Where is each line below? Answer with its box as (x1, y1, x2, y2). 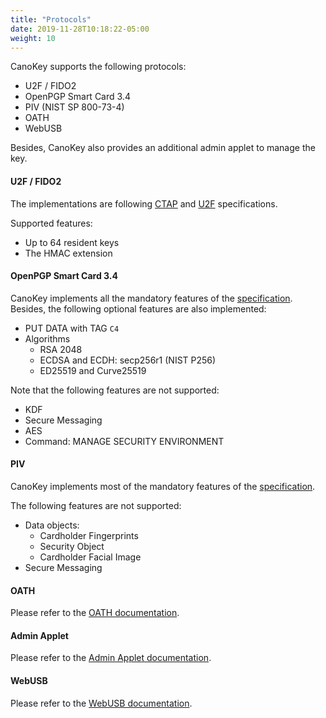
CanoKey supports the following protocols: (10, 61, 187, 73)
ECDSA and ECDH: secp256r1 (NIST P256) (39, 354, 217, 366)
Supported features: (10, 217, 93, 229)
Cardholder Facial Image (39, 551, 142, 563)
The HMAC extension (24, 247, 113, 259)
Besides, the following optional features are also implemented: (10, 302, 267, 315)
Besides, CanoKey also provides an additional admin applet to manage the (10, 142, 316, 154)
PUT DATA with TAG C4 (24, 322, 120, 334)
